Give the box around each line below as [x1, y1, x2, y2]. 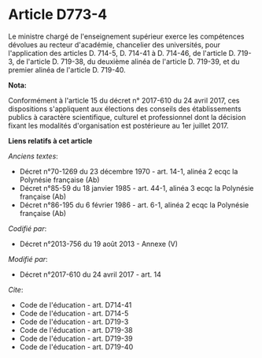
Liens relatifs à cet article [8, 136, 93, 145]
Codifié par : [8, 223, 47, 233]
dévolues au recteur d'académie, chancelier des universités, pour [8, 39, 221, 49]
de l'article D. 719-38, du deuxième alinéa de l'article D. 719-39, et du [16, 57, 240, 66]
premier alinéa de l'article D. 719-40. [8, 65, 126, 74]
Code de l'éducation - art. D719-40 [19, 341, 134, 352]
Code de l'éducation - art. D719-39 [19, 334, 134, 343]
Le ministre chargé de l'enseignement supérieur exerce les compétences [8, 32, 245, 41]
